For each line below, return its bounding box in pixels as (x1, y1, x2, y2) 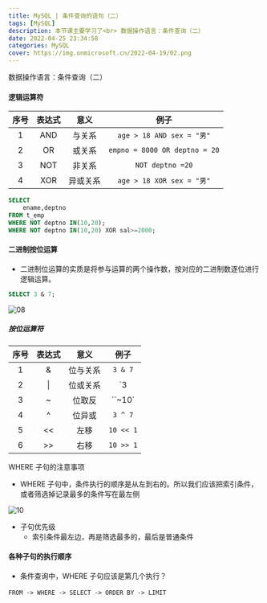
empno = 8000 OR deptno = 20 (108, 146, 220, 155)
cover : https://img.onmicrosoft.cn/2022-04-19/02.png (8, 49, 192, 57)
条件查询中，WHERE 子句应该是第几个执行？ (19, 571, 167, 580)
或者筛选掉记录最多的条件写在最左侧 (19, 489, 140, 498)
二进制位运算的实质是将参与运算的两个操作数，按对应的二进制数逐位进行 (19, 264, 259, 273)
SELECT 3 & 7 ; (8, 290, 56, 298)
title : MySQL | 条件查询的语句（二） (8, 11, 123, 20)
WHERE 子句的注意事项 (8, 461, 85, 471)
